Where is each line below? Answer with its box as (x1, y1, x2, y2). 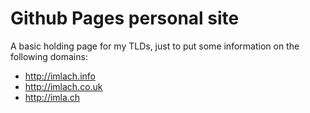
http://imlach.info (24, 70, 96, 82)
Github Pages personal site (10, 7, 240, 30)
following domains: (10, 50, 88, 62)
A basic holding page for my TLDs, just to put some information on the (10, 40, 300, 52)
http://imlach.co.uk (24, 80, 103, 92)
